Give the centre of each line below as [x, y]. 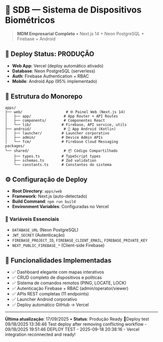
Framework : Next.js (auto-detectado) [49, 196]
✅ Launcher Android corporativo [45, 299]
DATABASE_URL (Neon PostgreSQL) [45, 229]
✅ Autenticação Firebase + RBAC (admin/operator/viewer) [70, 289]
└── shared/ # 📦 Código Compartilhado [61, 151]
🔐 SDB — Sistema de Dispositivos [73, 10]
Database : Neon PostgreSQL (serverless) [54, 71]
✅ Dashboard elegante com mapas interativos [58, 272]
